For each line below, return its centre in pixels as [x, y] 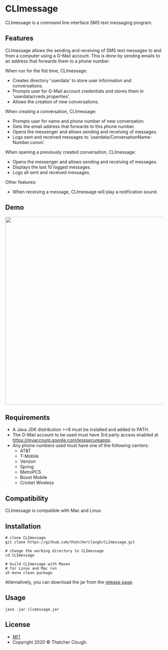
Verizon [28, 461]
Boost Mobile [33, 477]
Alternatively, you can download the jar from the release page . [69, 582]
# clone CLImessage [25, 538]
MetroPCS [30, 472]
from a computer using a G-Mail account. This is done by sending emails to [83, 56]
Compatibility [27, 498]
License [18, 625]
